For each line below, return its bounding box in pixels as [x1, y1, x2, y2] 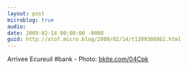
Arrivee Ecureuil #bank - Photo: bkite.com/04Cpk [7, 55, 149, 63]
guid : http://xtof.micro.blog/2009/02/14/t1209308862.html [7, 36, 182, 43]
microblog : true [7, 17, 54, 24]
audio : [7, 23, 26, 30]
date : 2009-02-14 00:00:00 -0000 [7, 29, 104, 37]
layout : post [7, 10, 45, 17]
